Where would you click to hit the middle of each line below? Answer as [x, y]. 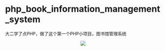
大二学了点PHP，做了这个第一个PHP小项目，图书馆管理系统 [66, 33]
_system [23, 19]
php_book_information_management [83, 9]
